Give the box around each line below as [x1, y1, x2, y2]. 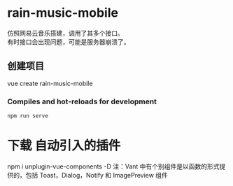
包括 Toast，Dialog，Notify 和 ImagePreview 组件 [25, 171, 168, 179]
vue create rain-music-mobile [7, 79, 93, 87]
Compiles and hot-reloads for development [7, 96, 157, 106]
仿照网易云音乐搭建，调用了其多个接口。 [7, 29, 124, 37]
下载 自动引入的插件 [7, 138, 121, 154]
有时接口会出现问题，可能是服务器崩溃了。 [7, 37, 130, 46]
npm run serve [7, 113, 49, 120]
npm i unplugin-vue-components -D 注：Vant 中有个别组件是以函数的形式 [7, 162, 220, 171]
